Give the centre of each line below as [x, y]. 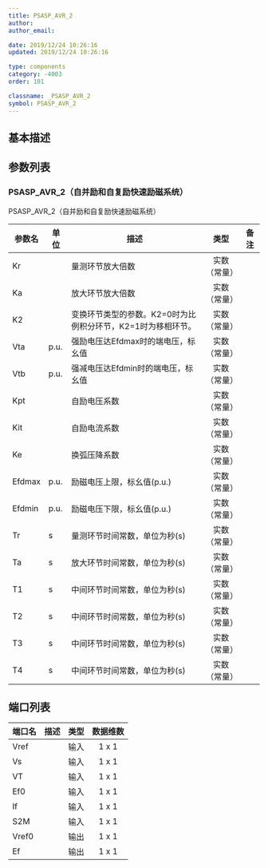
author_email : [32, 30]
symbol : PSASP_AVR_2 [43, 103]
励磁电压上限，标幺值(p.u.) [121, 482]
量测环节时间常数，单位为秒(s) [128, 536]
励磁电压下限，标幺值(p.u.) [121, 509]
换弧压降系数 [95, 454]
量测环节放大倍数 [103, 266]
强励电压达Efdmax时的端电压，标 [133, 341]
